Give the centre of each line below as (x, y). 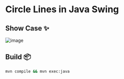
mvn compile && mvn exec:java (38, 71)
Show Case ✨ (27, 28)
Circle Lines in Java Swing (62, 9)
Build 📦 (18, 57)
